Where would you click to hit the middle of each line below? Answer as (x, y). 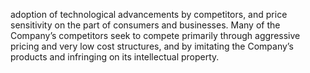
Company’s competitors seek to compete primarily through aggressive (155, 35)
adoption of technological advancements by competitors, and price (149, 14)
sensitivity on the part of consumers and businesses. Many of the (145, 25)
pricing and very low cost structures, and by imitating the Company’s (152, 46)
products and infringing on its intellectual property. (115, 57)
